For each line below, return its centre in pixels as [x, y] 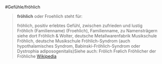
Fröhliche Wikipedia [37, 56]
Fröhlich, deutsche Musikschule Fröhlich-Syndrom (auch [73, 41]
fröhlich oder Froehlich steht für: [50, 16]
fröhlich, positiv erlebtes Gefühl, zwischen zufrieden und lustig [80, 26]
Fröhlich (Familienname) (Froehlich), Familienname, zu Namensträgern [87, 31]
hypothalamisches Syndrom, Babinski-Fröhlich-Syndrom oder [79, 46]
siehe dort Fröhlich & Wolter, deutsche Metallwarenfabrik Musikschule [87, 36]
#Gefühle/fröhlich [23, 7]
